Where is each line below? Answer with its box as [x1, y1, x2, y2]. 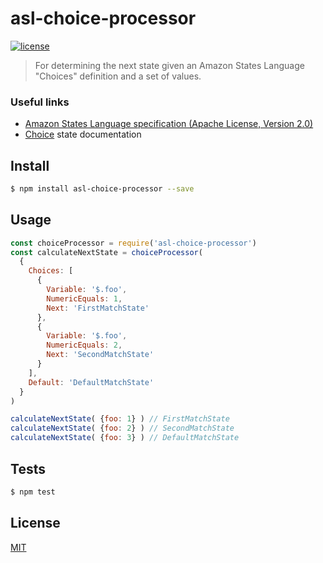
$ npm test [10, 487, 56, 497]
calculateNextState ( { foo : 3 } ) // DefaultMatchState [10, 433, 240, 443]
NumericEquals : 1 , [46, 293, 123, 304]
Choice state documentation [24, 128, 142, 141]
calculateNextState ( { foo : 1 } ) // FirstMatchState [10, 414, 230, 424]
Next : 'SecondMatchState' [46, 350, 155, 360]
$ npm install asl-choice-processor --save [10, 184, 195, 194]
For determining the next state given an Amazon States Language [34, 59, 305, 71]
